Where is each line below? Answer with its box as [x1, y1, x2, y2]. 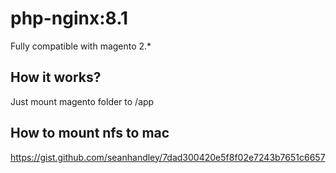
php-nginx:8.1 [10, 7, 129, 30]
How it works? [10, 69, 102, 86]
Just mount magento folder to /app [10, 95, 155, 107]
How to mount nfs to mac [10, 125, 170, 142]
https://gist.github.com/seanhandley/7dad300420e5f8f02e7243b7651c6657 [10, 151, 326, 163]
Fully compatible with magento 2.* [10, 40, 152, 52]
